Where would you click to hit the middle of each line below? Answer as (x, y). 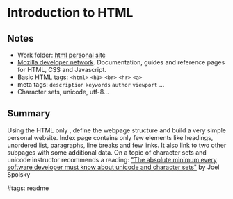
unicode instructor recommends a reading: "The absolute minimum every (112, 159)
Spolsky (19, 174)
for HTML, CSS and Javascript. (62, 70)
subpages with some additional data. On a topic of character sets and (107, 152)
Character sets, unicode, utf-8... (63, 92)
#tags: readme (28, 188)
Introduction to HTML (70, 13)
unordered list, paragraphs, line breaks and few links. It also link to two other (117, 145)
